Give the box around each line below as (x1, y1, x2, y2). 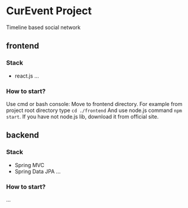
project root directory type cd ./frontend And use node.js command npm (6, 107, 182, 114)
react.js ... (14, 72, 40, 79)
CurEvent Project (6, 4, 92, 18)
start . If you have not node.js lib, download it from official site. (6, 113, 159, 120)
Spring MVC (14, 161, 45, 168)
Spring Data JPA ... (14, 168, 61, 175)
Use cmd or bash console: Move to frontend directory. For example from (6, 100, 183, 107)
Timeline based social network (6, 24, 81, 31)
